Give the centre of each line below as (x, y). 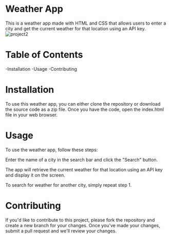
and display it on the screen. (35, 175)
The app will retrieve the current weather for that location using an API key (84, 169)
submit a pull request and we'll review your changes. (61, 231)
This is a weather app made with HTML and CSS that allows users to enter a (86, 23)
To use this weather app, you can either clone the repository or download (83, 104)
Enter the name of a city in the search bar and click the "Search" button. (82, 160)
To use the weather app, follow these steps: (52, 150)
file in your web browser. (32, 115)
